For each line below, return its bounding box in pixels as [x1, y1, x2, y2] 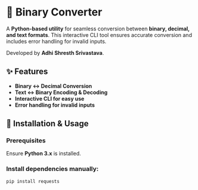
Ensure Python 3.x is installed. [6, 150, 81, 157]
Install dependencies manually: [6, 165, 99, 173]
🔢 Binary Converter [6, 5, 102, 19]
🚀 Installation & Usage [6, 119, 89, 129]
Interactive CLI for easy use [14, 95, 84, 102]
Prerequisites [6, 136, 46, 145]
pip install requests [6, 178, 60, 184]
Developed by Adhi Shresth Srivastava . [6, 49, 104, 56]
